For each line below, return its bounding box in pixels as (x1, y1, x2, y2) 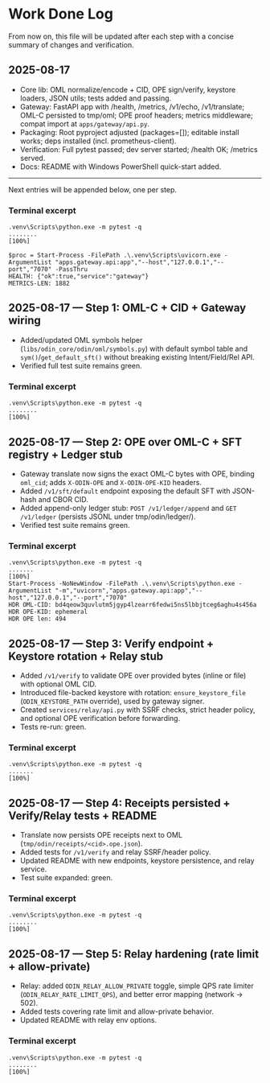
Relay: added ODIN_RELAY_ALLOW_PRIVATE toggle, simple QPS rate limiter (19, 981, 255, 990)
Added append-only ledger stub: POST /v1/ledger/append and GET (19, 503, 237, 513)
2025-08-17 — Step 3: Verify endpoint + (8, 636, 215, 650)
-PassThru (55, 266, 88, 274)
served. (19, 153, 46, 163)
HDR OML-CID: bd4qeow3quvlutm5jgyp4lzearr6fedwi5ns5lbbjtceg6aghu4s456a (8, 601, 257, 609)
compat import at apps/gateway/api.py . (19, 118, 150, 129)
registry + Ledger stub (8, 447, 123, 461)
